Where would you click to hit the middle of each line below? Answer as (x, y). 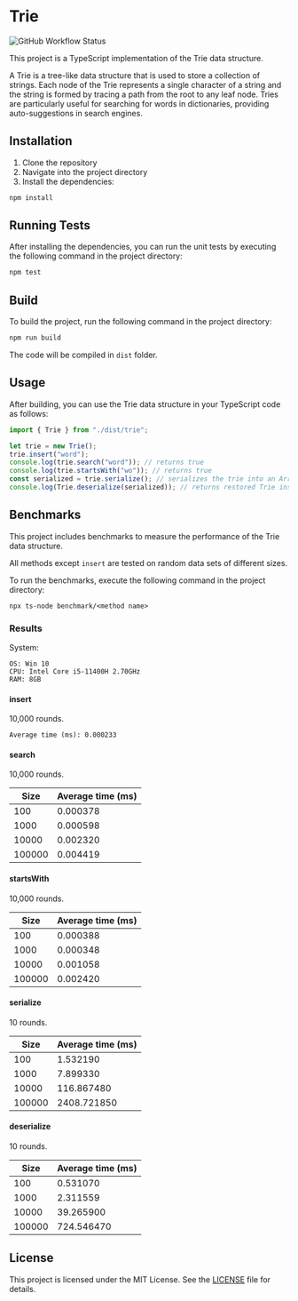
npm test (25, 273)
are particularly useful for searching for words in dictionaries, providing (139, 103)
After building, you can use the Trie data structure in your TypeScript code (145, 404)
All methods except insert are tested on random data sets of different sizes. (149, 563)
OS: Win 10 (29, 664)
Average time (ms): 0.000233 (63, 735)
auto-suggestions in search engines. (76, 113)
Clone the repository (59, 163)
